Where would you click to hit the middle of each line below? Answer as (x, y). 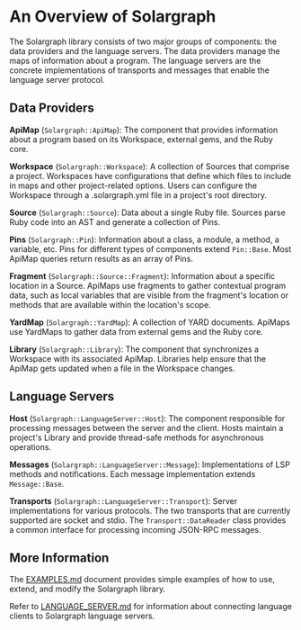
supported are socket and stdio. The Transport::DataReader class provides (148, 520)
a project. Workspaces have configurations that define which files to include (150, 175)
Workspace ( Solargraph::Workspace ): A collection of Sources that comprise (150, 166)
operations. (31, 446)
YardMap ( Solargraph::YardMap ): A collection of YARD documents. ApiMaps (150, 322)
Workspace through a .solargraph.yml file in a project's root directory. (138, 194)
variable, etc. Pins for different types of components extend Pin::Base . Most (150, 248)
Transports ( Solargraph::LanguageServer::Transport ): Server (124, 500)
